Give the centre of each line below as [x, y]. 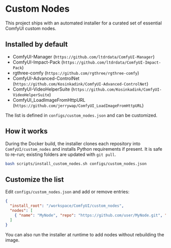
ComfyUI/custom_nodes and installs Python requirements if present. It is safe [84, 149]
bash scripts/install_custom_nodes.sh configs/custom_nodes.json [76, 163]
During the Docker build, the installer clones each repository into [73, 144]
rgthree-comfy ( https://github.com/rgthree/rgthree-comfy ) [76, 73]
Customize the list [35, 180]
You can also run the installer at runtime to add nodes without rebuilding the [85, 234]
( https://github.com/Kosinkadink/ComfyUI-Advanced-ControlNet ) [80, 84]
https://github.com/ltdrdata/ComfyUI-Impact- [112, 62]
